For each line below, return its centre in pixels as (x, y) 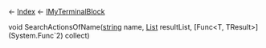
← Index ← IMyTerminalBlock (57, 12)
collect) (77, 36)
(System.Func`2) (36, 36)
